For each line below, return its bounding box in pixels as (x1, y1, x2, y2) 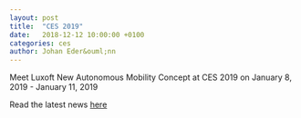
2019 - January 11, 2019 (9, 82, 99, 93)
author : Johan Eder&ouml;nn (9, 47, 117, 56)
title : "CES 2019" (9, 22, 84, 31)
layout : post (9, 13, 59, 23)
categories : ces (9, 38, 71, 48)
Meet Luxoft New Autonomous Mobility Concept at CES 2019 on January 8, (9, 72, 292, 83)
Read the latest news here (9, 99, 108, 110)
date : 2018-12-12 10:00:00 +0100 (9, 30, 145, 39)
